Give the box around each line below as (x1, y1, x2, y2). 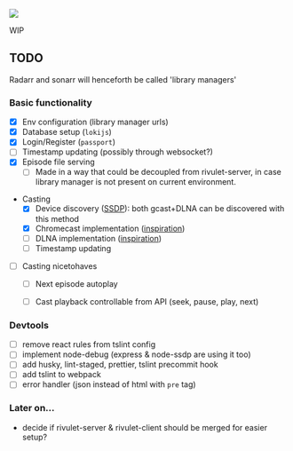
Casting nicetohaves (21, 260, 98, 271)
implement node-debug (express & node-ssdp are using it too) (21, 349, 251, 360)
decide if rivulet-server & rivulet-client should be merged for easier (21, 422, 268, 432)
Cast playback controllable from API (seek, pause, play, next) (35, 296, 259, 306)
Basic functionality (9, 96, 93, 108)
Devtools (9, 319, 49, 331)
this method (35, 213, 80, 224)
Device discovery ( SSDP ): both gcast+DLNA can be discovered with (35, 203, 285, 214)
